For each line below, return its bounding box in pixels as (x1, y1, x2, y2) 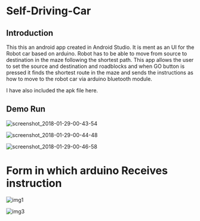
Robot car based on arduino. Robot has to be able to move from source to (6, 50, 187, 57)
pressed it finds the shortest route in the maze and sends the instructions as (6, 69, 194, 76)
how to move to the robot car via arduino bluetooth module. (6, 76, 152, 82)
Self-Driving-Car (6, 4, 91, 18)
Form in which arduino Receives (6, 164, 168, 177)
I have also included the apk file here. (6, 87, 99, 94)
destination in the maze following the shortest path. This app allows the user (6, 57, 194, 63)
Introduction (6, 28, 54, 38)
